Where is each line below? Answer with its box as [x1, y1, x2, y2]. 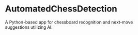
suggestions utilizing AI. [5, 24, 53, 30]
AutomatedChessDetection [5, 3, 118, 14]
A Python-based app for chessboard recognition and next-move [5, 19, 133, 25]
